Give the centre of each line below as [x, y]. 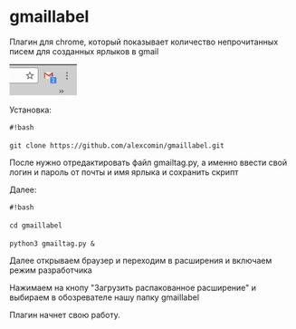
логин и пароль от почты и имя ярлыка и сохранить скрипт [124, 172]
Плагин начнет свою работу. [65, 314]
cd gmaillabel [36, 225]
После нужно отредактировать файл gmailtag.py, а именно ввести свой [148, 162]
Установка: [31, 110]
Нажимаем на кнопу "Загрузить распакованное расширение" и [133, 287]
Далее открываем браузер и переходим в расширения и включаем [141, 260]
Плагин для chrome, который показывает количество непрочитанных [144, 42]
